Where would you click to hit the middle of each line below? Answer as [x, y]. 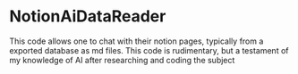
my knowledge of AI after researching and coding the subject [122, 60]
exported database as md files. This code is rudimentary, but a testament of [149, 50]
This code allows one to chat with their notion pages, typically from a [136, 41]
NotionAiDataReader [88, 16]
